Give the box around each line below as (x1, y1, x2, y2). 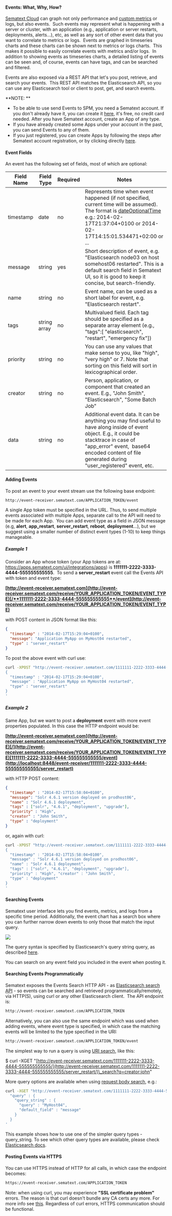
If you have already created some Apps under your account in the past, (12, 121, 163, 128)
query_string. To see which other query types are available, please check (5, 1136, 160, 1142)
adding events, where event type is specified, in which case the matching (5, 1023, 160, 1029)
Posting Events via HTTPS (5, 1154, 62, 1160)
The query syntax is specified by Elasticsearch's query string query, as (5, 944, 155, 950)
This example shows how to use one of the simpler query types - (5, 1131, 142, 1137)
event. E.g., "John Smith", (84, 390, 146, 397)
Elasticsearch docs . (5, 1142, 47, 1148)
